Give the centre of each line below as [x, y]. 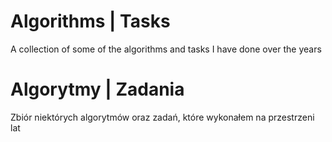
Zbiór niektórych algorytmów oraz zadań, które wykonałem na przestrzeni [162, 117]
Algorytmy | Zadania [97, 89]
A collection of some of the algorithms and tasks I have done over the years [166, 49]
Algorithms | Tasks [90, 21]
